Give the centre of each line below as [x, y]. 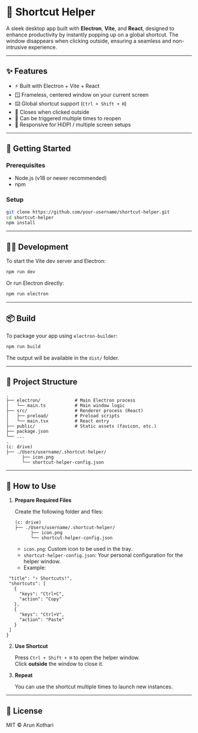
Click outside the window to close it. [59, 664]
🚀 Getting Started [39, 149]
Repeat [24, 675]
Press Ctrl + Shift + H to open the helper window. [77, 658]
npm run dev [21, 272]
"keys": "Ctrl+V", [42, 615]
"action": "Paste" [42, 620]
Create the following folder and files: [59, 512]
